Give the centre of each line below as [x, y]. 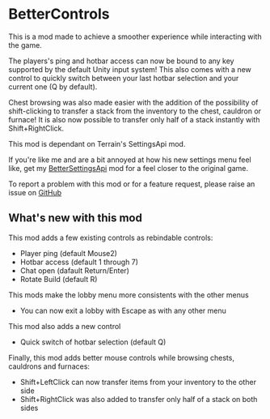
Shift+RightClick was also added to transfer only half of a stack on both [139, 399]
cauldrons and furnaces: [49, 366]
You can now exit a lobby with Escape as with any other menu [123, 310]
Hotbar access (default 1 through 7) [79, 262]
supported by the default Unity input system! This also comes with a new [130, 69]
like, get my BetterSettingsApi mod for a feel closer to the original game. [129, 168]
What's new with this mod [76, 218]
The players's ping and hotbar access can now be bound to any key [121, 61]
